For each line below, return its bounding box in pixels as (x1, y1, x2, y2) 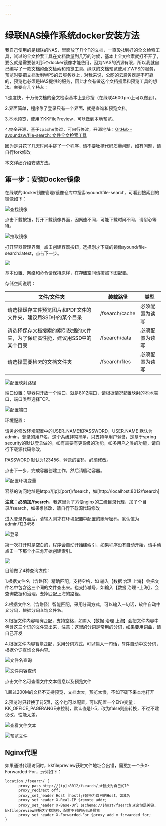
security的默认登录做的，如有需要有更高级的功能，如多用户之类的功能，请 (5, 440, 156, 446)
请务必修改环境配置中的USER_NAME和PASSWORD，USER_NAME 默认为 (5, 428, 153, 434)
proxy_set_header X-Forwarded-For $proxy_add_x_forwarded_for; (18, 813, 152, 818)
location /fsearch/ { (5, 779, 50, 783)
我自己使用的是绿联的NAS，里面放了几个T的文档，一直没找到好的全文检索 (5, 47, 156, 53)
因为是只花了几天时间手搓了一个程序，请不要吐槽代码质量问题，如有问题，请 (5, 143, 161, 149)
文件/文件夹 (38, 293, 65, 300)
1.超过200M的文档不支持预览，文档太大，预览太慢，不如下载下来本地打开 (5, 689, 155, 695)
